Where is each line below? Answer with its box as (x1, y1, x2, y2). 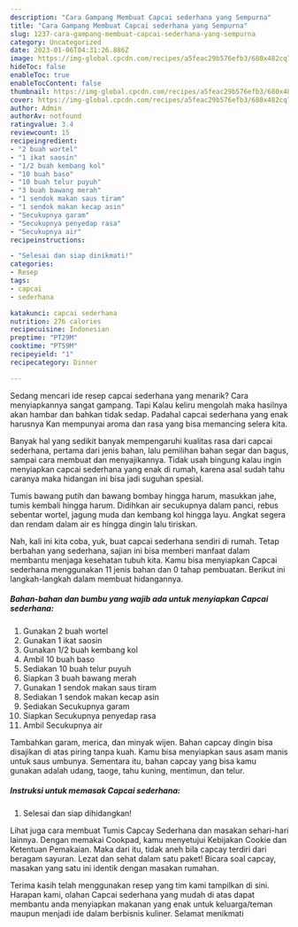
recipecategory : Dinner (10, 358, 98, 367)
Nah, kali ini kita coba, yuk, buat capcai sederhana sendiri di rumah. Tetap (10, 535, 279, 546)
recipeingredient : (10, 136, 78, 145)
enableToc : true (10, 71, 70, 80)
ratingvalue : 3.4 (10, 121, 74, 129)
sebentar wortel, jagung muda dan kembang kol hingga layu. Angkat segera (10, 509, 287, 519)
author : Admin (10, 104, 63, 113)
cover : (10, 95, 34, 105)
